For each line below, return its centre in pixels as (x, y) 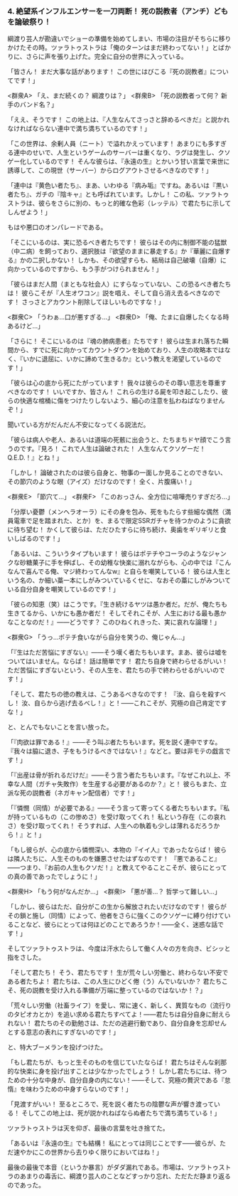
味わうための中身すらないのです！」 (79, 1089)
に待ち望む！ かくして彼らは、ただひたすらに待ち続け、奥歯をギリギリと (114, 530)
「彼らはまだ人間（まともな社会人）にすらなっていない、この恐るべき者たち (119, 284)
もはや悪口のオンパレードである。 (57, 227)
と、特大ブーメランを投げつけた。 (57, 1047)
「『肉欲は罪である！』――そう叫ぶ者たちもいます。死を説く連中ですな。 (114, 742)
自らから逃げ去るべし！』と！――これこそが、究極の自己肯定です (130, 703)
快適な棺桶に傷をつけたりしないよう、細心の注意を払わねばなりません (122, 401)
